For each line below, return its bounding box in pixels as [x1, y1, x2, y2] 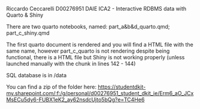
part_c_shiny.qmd [6, 29, 50, 37]
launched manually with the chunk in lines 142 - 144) [6, 60, 136, 67]
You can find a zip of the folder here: [6, 83, 97, 90]
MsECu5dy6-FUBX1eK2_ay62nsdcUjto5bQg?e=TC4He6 [6, 96, 145, 103]
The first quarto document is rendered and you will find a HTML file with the [6, 41, 193, 48]
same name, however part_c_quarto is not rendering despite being [6, 47, 170, 54]
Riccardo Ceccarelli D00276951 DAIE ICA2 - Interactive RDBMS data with [6, 5, 187, 12]
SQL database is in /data [6, 72, 67, 78]
